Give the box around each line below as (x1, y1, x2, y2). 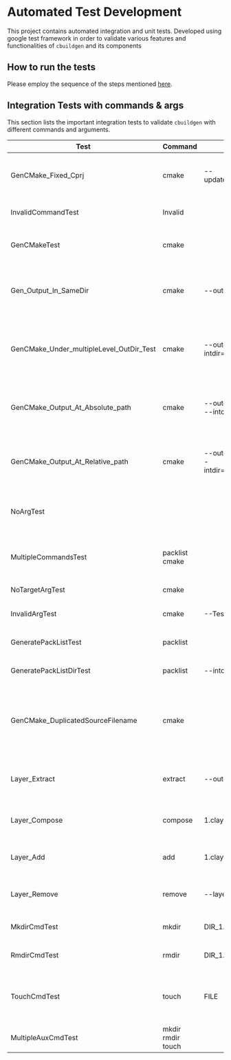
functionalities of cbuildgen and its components (7, 41, 142, 50)
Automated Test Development (7, 4, 182, 20)
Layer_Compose (10, 815, 63, 825)
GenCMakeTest (10, 240, 60, 250)
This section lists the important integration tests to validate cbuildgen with (7, 118, 217, 126)
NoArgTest (10, 506, 45, 516)
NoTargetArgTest (10, 585, 65, 594)
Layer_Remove (10, 889, 58, 898)
